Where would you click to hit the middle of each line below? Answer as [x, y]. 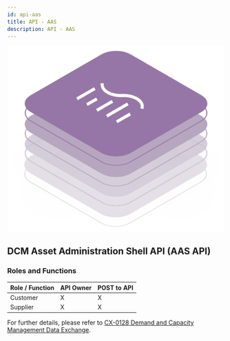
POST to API [115, 287]
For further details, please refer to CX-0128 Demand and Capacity [101, 322]
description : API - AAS [41, 29]
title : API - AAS [32, 22]
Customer [24, 298]
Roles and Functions [42, 270]
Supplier [22, 307]
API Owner [76, 287]
